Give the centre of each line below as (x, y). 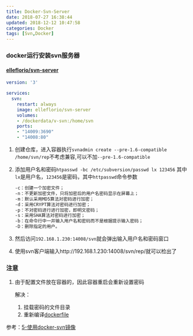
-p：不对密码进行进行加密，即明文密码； (57, 210)
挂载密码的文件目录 (47, 307)
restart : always (37, 104)
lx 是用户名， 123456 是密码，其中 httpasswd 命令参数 (76, 177)
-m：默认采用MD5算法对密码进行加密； (54, 199)
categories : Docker (30, 28)
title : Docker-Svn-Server (38, 12)
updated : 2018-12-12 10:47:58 (43, 23)
